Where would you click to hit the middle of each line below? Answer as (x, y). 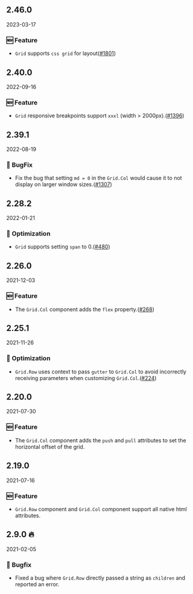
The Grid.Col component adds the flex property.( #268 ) (85, 309)
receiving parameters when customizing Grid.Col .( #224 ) (86, 378)
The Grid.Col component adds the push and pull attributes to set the (100, 440)
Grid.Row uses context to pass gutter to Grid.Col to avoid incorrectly (101, 372)
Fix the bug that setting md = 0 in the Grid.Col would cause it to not (98, 178)
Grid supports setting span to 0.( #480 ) (62, 247)
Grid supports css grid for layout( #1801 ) (65, 53)
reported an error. (37, 584)
